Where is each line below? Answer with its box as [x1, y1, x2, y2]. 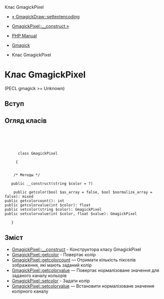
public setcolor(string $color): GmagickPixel [4, 207, 102, 212]
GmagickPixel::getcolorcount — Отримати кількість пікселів [11, 257, 136, 263]
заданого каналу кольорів [11, 272, 67, 278]
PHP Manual [11, 33, 37, 38]
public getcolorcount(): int [4, 199, 65, 203]
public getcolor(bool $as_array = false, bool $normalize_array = [13, 190, 153, 195]
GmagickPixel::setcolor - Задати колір [11, 278, 90, 284]
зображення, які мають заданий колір [11, 262, 92, 268]
